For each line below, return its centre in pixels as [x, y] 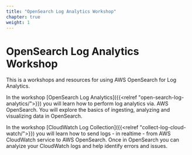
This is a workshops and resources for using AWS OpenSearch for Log [91, 80]
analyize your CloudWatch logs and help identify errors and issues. [87, 146]
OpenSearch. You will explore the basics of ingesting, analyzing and [88, 110]
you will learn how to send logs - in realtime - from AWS [103, 134]
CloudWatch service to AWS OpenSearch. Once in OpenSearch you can [93, 140]
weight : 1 [18, 22]
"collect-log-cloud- [163, 128]
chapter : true [23, 17]
